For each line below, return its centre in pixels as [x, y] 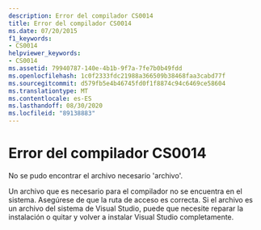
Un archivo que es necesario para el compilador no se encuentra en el [125, 191]
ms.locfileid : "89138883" [52, 114]
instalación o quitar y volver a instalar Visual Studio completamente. [121, 217]
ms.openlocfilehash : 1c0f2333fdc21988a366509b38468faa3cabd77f [117, 76]
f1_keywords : [30, 38]
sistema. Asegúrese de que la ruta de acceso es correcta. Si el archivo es [130, 199]
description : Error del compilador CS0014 [81, 16]
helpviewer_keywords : [45, 53]
